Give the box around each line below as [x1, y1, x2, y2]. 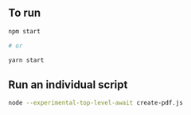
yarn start [8, 56, 45, 64]
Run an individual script [8, 78, 128, 91]
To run [8, 6, 41, 20]
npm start [8, 27, 41, 35]
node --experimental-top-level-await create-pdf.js [8, 99, 183, 107]
